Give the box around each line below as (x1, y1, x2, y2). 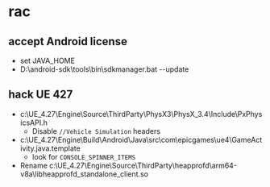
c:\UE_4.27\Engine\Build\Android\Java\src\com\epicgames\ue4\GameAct (19, 135, 263, 144)
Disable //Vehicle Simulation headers (31, 126, 161, 135)
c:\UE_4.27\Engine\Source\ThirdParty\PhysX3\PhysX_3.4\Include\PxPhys (19, 109, 263, 118)
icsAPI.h (19, 118, 48, 127)
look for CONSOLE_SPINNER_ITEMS (31, 152, 136, 161)
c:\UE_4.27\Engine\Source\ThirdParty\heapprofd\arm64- (49, 160, 238, 170)
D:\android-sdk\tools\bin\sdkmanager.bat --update (19, 64, 189, 74)
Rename (19, 160, 48, 170)
